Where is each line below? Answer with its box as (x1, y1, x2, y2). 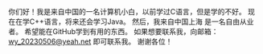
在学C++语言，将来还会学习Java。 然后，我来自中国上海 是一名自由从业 (14, 17, 254, 26)
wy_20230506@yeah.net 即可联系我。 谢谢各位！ (8, 37, 173, 46)
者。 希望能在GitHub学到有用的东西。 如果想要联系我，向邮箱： (8, 27, 219, 36)
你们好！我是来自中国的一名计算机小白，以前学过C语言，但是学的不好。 (8, 7, 247, 16)
